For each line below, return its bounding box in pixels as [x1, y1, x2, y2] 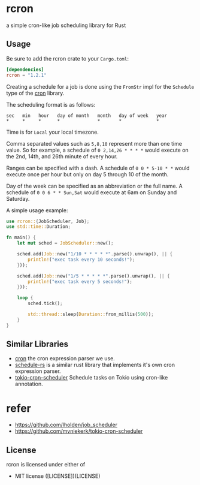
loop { [17, 295, 34, 301]
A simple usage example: [6, 206, 68, 214]
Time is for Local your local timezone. [6, 128, 99, 135]
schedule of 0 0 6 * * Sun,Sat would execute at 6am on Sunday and [6, 188, 177, 196]
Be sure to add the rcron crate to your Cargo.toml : [6, 55, 129, 62]
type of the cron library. [6, 89, 65, 97]
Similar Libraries [6, 339, 69, 350]
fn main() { [6, 234, 36, 241]
